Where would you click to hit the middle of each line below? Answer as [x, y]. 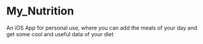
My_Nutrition [40, 11]
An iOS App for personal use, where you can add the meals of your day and [102, 28]
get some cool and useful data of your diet [60, 34]
